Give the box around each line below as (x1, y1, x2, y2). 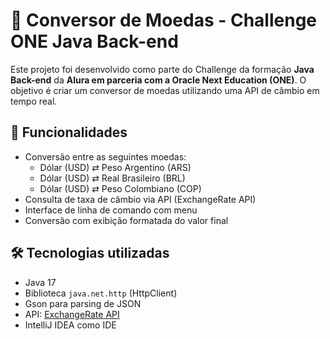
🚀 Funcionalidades (10, 124, 128, 141)
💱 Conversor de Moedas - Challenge (10, 9, 317, 32)
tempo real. (10, 95, 58, 107)
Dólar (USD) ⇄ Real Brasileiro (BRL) (39, 172, 186, 184)
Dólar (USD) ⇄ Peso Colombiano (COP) (39, 182, 202, 194)
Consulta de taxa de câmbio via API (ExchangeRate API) (24, 193, 257, 205)
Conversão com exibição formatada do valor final (24, 214, 229, 226)
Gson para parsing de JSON (24, 297, 142, 309)
